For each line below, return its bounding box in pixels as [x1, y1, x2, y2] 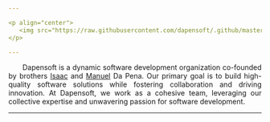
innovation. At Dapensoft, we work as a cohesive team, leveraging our [8, 88, 262, 98]
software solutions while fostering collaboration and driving [37, 79, 262, 89]
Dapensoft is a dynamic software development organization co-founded [22, 63, 262, 72]
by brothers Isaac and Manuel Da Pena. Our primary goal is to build [8, 71, 242, 81]
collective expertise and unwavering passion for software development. [8, 97, 246, 107]
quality [8, 79, 31, 89]
